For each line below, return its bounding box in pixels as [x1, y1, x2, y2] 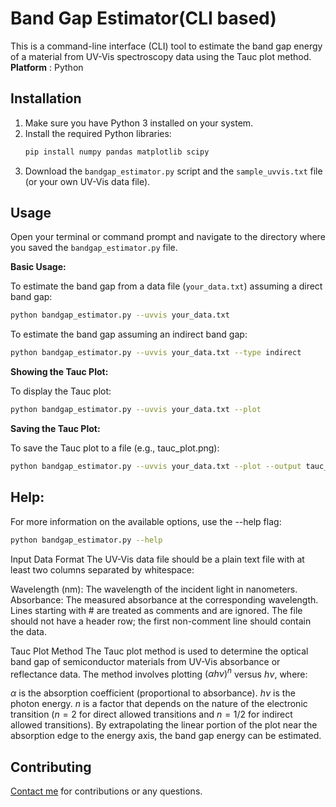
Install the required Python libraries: [24, 127, 172, 139]
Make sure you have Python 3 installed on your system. [24, 117, 254, 129]
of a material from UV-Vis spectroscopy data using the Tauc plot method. [10, 50, 312, 62]
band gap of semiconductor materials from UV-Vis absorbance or [10, 655, 281, 667]
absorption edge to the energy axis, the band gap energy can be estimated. [10, 730, 322, 742]
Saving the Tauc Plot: [10, 423, 101, 435]
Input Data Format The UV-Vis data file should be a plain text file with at [10, 553, 305, 565]
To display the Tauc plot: [10, 385, 112, 397]
